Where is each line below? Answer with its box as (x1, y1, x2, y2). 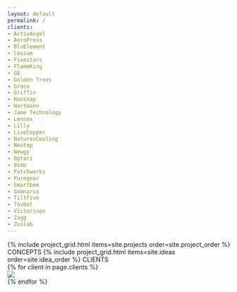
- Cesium (7, 50, 33, 57)
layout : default (7, 10, 55, 18)
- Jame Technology (7, 109, 62, 116)
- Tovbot (7, 201, 33, 209)
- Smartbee (7, 181, 40, 188)
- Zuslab (7, 221, 33, 228)
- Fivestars (7, 57, 42, 64)
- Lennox (7, 115, 33, 122)
